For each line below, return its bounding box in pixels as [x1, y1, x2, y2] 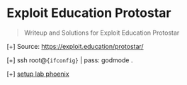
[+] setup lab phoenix [6, 69, 69, 78]
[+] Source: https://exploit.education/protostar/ [6, 42, 144, 50]
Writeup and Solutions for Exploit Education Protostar [23, 28, 180, 37]
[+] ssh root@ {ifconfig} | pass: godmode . [6, 55, 133, 64]
